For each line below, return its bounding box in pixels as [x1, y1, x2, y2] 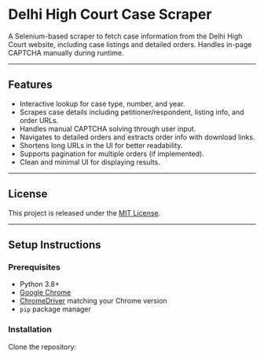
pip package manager [19, 304, 92, 314]
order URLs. [19, 115, 59, 125]
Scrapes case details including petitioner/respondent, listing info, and [19, 107, 245, 117]
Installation [8, 324, 53, 335]
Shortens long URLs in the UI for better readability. [19, 140, 183, 150]
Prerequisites [8, 261, 60, 272]
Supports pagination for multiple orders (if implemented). [19, 149, 204, 158]
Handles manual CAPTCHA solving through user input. [19, 124, 196, 133]
